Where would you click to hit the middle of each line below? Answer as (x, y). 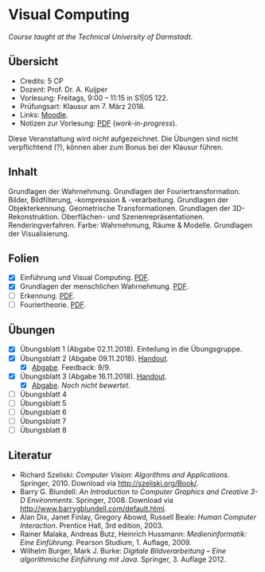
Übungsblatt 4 (43, 394)
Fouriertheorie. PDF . (53, 305)
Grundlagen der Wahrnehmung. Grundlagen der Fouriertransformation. (125, 191)
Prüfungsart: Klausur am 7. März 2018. (82, 106)
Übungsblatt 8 (43, 430)
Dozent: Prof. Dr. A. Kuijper (64, 89)
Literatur (30, 455)
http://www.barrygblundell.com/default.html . (93, 508)
